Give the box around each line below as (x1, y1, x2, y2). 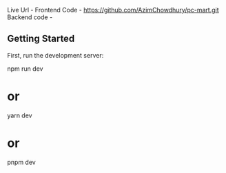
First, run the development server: (7, 51, 104, 59)
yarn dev (7, 111, 32, 119)
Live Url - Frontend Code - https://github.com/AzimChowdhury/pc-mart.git (7, 6, 219, 14)
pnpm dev (7, 158, 36, 166)
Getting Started (7, 33, 75, 45)
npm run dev (7, 65, 43, 73)
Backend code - (7, 13, 53, 21)
